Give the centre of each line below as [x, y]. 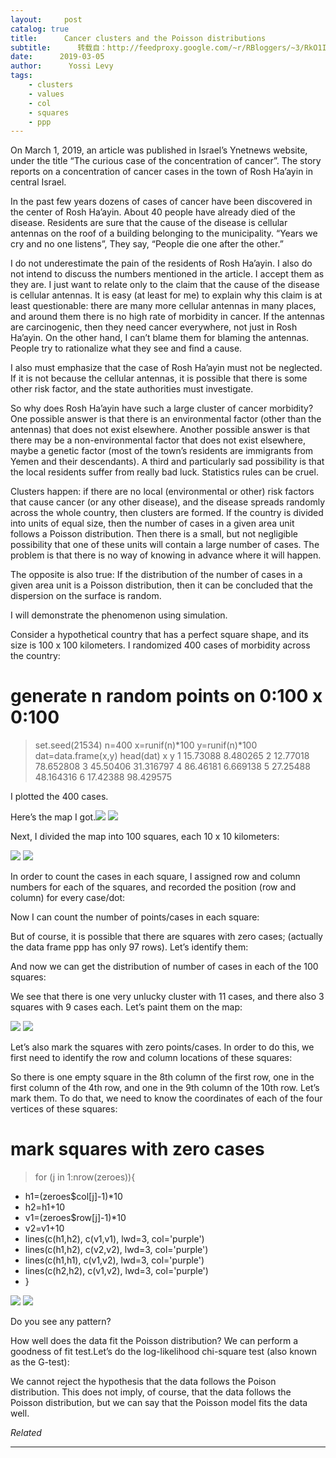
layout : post [46, 19]
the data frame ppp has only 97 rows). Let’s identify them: [129, 947]
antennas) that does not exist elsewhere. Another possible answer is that [160, 430]
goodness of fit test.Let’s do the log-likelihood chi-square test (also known [163, 1352]
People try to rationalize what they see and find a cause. [126, 348]
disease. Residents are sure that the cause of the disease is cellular [149, 223]
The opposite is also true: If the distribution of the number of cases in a [156, 575]
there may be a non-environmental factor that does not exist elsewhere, [158, 440]
